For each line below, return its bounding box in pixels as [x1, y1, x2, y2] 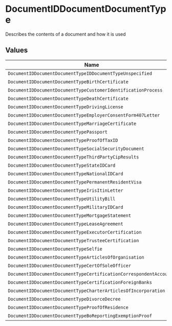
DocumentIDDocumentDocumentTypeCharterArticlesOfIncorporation [8, 287, 165, 294]
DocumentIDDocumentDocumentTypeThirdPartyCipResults [8, 154, 139, 160]
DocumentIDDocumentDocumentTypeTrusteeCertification [8, 238, 139, 243]
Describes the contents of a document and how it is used [5, 31, 126, 37]
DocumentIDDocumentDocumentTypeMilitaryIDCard [8, 204, 124, 210]
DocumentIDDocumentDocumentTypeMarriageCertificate [8, 120, 137, 126]
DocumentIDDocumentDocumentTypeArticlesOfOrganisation [8, 254, 144, 260]
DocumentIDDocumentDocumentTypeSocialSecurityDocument [8, 146, 144, 152]
